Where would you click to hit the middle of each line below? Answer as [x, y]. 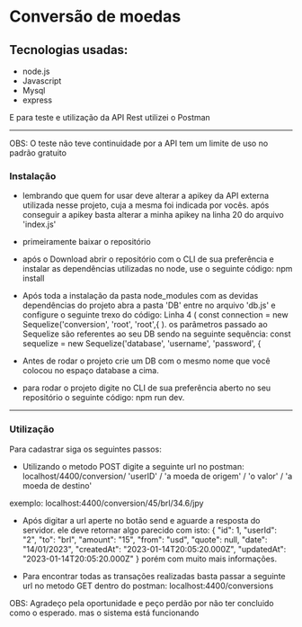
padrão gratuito [38, 153]
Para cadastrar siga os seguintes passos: [85, 449]
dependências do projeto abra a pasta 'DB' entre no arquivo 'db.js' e [149, 305]
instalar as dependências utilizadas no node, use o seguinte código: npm [157, 269]
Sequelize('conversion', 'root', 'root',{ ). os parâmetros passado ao [145, 325]
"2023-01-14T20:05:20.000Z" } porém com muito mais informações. [149, 559]
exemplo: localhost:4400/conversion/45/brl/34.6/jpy [107, 503]
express [37, 100]
